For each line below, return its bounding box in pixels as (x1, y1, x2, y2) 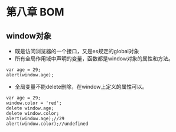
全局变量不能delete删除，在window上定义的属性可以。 (14, 83, 148, 90)
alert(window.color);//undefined (6, 121, 89, 127)
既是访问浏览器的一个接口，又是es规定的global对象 (14, 48, 139, 54)
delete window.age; (6, 105, 54, 111)
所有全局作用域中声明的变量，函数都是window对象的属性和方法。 (14, 55, 174, 62)
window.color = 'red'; (6, 100, 62, 106)
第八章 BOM (6, 5, 64, 19)
